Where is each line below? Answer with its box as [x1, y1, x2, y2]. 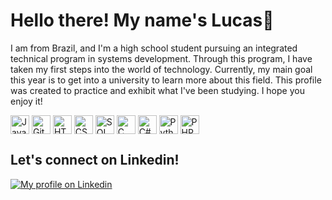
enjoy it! [10, 95, 43, 107]
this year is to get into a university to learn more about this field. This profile [10, 74, 322, 86]
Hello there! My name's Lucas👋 [10, 9, 275, 32]
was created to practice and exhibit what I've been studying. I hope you [10, 84, 305, 96]
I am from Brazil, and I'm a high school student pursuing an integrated [10, 42, 298, 54]
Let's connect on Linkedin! [10, 152, 180, 169]
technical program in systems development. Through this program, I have [10, 52, 313, 64]
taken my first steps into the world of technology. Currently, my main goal [10, 63, 313, 75]
